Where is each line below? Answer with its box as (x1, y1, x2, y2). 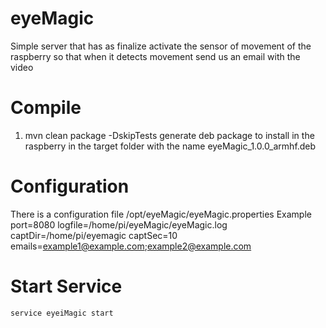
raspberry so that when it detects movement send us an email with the (10, 50, 301, 62)
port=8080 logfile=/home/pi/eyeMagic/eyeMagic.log (10, 218, 228, 231)
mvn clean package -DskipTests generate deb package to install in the (24, 129, 315, 141)
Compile (10, 97, 82, 119)
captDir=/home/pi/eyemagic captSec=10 (10, 229, 178, 241)
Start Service (10, 275, 123, 297)
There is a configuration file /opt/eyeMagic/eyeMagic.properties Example (10, 208, 312, 220)
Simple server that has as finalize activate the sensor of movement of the (10, 40, 312, 52)
